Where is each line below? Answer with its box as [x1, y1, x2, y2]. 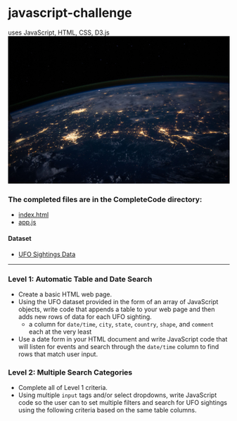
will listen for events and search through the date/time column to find [18, 342, 219, 351]
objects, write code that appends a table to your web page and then [18, 305, 215, 313]
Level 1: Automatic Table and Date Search [8, 274, 153, 284]
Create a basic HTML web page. [18, 290, 113, 299]
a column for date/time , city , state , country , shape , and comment [28, 320, 214, 328]
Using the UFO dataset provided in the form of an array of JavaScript [18, 297, 219, 306]
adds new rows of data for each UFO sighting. [18, 312, 152, 321]
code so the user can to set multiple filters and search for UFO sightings [18, 398, 228, 407]
